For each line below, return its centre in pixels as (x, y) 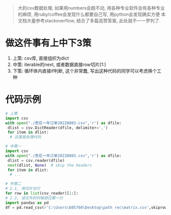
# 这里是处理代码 (25, 137)
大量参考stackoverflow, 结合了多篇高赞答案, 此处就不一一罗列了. (94, 21)
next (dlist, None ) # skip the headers (50, 165)
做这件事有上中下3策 (48, 43)
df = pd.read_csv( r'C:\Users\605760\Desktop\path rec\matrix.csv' (77, 207)
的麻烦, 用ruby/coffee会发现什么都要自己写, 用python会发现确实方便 (89, 14)
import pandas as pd (27, 203)
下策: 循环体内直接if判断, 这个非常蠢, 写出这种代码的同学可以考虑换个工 (87, 71)
